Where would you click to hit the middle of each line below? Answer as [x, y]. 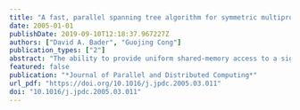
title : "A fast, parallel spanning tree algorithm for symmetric [133, 17]
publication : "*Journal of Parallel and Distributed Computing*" [133, 75]
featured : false [39, 67]
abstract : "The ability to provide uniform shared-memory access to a [143, 59]
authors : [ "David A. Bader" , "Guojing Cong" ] [95, 42]
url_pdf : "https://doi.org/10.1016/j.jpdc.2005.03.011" [115, 83]
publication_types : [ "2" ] [57, 51]
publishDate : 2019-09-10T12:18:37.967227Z [89, 34]
